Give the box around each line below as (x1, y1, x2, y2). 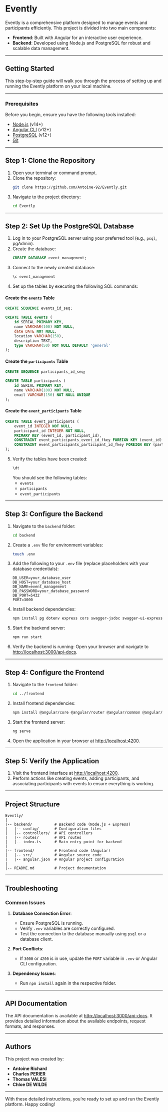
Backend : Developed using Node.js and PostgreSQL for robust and (12, 40, 151, 46)
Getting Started (5, 65, 54, 73)
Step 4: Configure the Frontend (5, 668, 104, 677)
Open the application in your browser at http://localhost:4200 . (12, 738, 140, 744)
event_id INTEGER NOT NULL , (14, 423, 72, 428)
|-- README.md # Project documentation (5, 866, 106, 871)
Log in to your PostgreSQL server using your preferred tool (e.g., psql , (12, 235, 157, 241)
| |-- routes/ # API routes (5, 835, 81, 840)
